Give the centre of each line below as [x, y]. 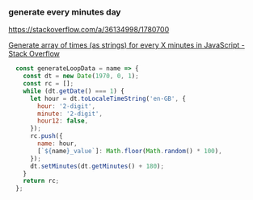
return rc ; [41, 181]
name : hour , [58, 144]
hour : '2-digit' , [66, 106]
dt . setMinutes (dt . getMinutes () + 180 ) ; [97, 166]
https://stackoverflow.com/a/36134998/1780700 [89, 30]
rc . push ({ [46, 136]
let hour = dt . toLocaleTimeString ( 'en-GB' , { [108, 98]
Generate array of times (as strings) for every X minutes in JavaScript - [126, 45]
